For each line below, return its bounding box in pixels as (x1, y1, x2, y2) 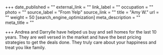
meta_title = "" (5, 19, 34, 25)
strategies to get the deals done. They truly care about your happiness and (5, 39, 157, 45)
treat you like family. (5, 45, 46, 50)
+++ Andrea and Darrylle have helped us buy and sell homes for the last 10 (5, 29, 157, 35)
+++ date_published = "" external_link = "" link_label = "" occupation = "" (5, 4, 154, 10)
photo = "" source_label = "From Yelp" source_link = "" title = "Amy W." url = (5, 9, 159, 15)
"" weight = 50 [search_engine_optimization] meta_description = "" (5, 15, 141, 20)
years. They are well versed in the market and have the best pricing (5, 34, 141, 40)
